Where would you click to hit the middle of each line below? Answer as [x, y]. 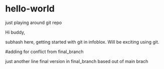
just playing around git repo [34, 22]
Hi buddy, [15, 32]
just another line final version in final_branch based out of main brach [77, 61]
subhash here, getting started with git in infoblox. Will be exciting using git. [82, 42]
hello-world [30, 9]
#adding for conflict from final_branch [44, 51]
